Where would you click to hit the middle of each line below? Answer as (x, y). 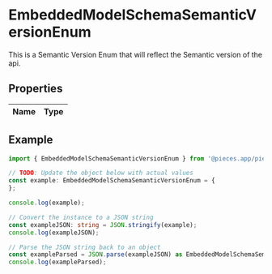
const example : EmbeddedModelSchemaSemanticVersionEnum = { (112, 181)
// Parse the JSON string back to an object (85, 247)
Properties (36, 89)
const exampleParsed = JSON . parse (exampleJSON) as (96, 255)
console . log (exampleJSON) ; (54, 233)
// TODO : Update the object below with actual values (101, 173)
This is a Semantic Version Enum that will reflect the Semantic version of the (136, 54)
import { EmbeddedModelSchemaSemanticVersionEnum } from (106, 158)
